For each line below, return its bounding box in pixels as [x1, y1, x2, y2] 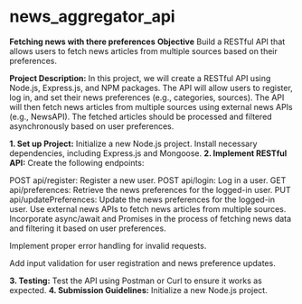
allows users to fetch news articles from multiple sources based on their [9, 45, 278, 56]
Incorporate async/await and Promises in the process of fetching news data [9, 213, 292, 224]
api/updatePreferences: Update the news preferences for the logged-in [9, 194, 276, 205]
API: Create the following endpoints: [9, 157, 145, 168]
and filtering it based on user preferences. [9, 223, 166, 234]
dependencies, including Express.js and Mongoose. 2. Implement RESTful [9, 147, 288, 159]
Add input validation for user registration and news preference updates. [9, 257, 276, 268]
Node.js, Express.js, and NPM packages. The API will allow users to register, [9, 82, 294, 93]
